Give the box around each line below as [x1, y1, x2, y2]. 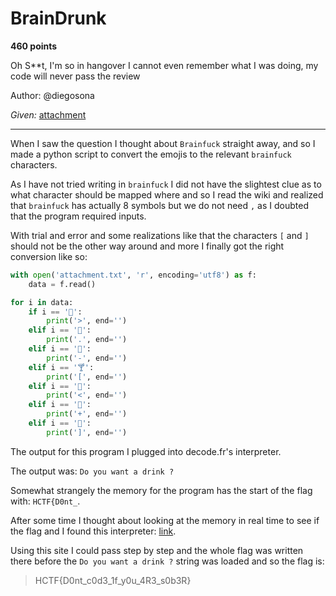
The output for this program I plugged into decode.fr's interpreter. [10, 445, 282, 457]
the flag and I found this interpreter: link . [10, 525, 177, 537]
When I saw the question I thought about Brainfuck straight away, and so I [10, 137, 316, 149]
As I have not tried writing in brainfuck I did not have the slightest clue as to [10, 178, 322, 190]
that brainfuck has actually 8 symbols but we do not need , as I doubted [10, 199, 309, 211]
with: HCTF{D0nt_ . [10, 495, 81, 507]
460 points [10, 40, 58, 52]
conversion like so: [10, 250, 88, 262]
